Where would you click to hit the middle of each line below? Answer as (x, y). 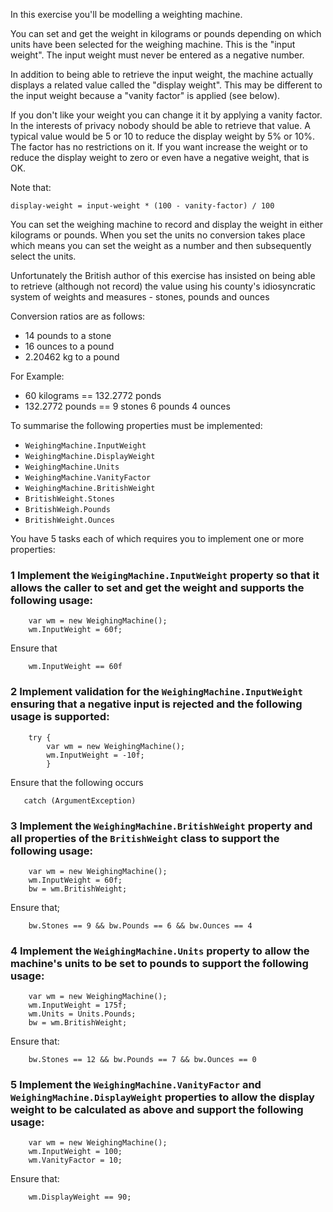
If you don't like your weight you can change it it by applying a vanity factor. (166, 115)
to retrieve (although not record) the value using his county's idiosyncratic (163, 286)
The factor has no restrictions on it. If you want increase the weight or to (159, 147)
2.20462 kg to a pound (72, 357)
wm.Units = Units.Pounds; (82, 1014)
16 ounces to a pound (69, 346)
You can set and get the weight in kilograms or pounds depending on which (166, 33)
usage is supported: (60, 717)
